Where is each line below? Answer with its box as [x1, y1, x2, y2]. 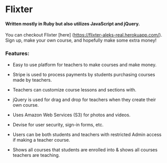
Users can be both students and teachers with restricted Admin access [12, 131, 161, 138]
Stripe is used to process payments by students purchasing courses [12, 71, 155, 77]
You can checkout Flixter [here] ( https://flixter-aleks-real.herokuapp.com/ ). [5, 32, 162, 38]
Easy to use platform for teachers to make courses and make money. [12, 61, 157, 68]
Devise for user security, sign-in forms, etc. [12, 121, 104, 127]
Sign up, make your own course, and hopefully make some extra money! [5, 37, 157, 44]
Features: [5, 50, 29, 57]
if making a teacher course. [12, 137, 70, 143]
